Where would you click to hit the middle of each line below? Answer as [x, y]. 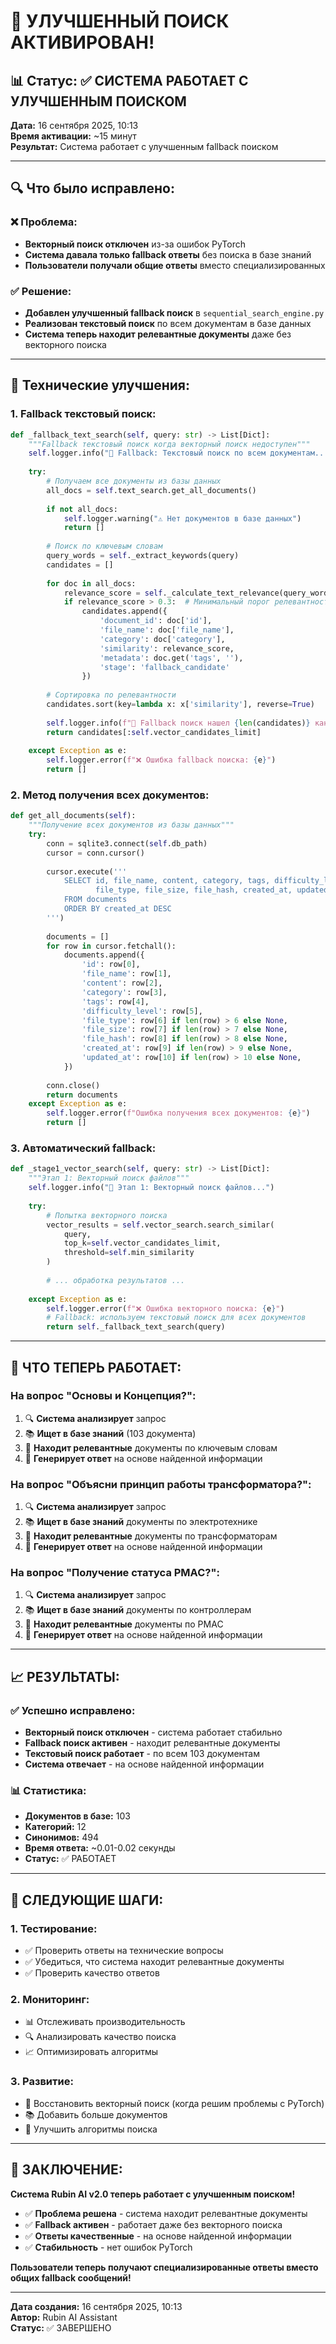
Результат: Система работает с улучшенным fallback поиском [144, 146]
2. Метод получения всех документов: [110, 795]
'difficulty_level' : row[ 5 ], [142, 1011]
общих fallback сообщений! [71, 2277]
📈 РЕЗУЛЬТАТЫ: [65, 1676]
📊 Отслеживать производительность [105, 2022]
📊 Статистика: [48, 1791]
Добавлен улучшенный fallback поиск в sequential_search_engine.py [174, 312]
